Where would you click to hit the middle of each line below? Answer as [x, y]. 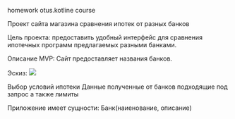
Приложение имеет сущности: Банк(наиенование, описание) [100, 108]
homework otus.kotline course [52, 10]
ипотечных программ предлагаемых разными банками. [92, 45]
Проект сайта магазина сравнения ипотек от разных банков [98, 24]
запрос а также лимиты [43, 94]
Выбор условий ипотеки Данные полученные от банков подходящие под [117, 87]
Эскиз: [18, 73]
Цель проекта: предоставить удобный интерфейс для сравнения [105, 37]
